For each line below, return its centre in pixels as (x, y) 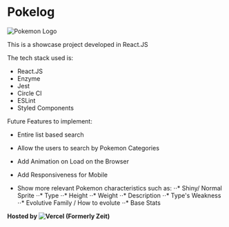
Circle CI (29, 93)
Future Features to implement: (50, 121)
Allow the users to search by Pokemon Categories (88, 148)
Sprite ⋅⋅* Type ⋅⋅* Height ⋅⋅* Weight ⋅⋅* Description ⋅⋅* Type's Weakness (119, 195)
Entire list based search (50, 135)
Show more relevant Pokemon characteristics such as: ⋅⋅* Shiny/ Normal (120, 188)
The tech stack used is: (40, 58)
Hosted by (22, 216)
